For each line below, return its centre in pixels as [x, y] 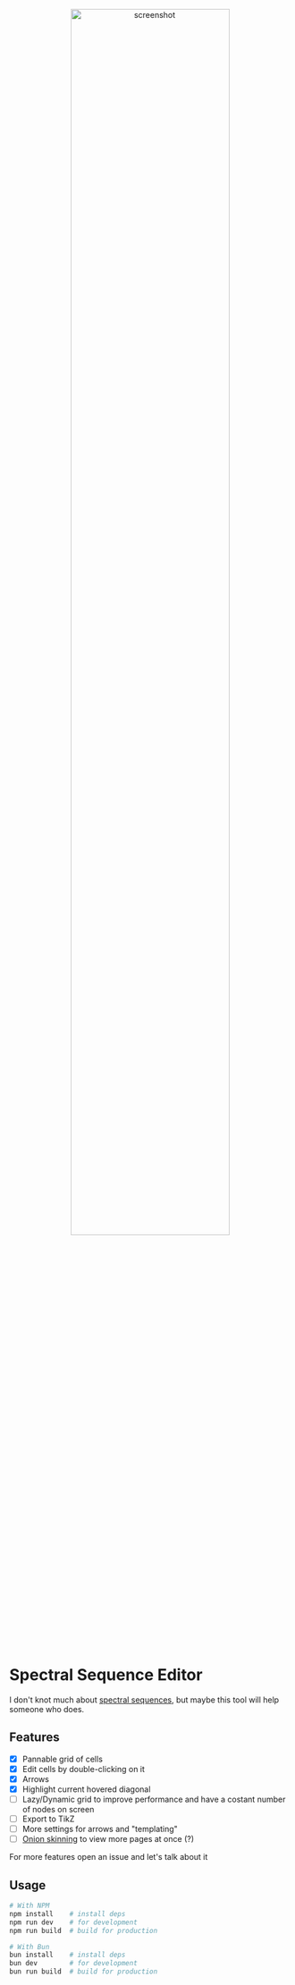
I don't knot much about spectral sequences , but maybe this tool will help [144, 1700]
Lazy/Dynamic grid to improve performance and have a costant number [154, 1799]
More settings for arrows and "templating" [100, 1829]
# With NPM [29, 1906]
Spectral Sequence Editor [106, 1675]
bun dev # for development [74, 1964]
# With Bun [29, 1947]
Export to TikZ [48, 1819]
